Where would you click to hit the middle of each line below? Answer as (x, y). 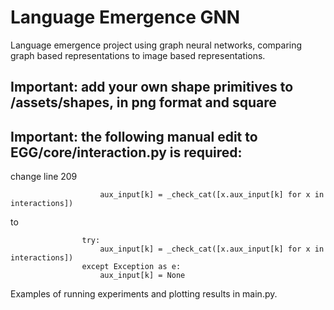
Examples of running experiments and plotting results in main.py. (144, 294)
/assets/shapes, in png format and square (143, 102)
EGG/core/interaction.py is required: (126, 152)
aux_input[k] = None (142, 276)
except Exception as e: (131, 267)
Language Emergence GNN (125, 17)
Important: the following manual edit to (134, 136)
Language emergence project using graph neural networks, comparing (156, 45)
